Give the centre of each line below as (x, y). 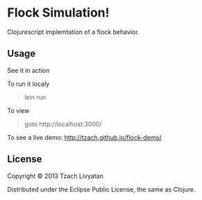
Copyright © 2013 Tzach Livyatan (56, 176)
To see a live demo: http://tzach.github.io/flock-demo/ (84, 137)
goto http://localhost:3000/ (63, 124)
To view (18, 110)
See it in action (28, 70)
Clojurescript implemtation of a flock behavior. (73, 32)
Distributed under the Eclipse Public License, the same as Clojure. (101, 189)
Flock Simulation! (58, 13)
